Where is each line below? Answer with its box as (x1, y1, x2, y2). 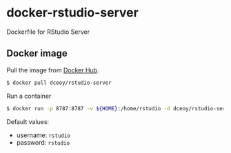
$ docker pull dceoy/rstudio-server (6, 79, 112, 86)
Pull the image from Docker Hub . (6, 65, 99, 74)
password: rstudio (16, 138, 70, 146)
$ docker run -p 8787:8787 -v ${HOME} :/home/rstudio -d (6, 105, 170, 112)
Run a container (6, 92, 52, 100)
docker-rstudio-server (6, 5, 139, 21)
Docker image (6, 48, 68, 59)
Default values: (6, 117, 50, 125)
